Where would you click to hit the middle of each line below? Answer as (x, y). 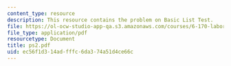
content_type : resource (41, 13)
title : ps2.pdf (29, 45)
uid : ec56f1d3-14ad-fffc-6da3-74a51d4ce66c (70, 52)
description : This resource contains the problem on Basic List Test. (110, 20)
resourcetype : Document (41, 39)
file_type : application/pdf (47, 33)
